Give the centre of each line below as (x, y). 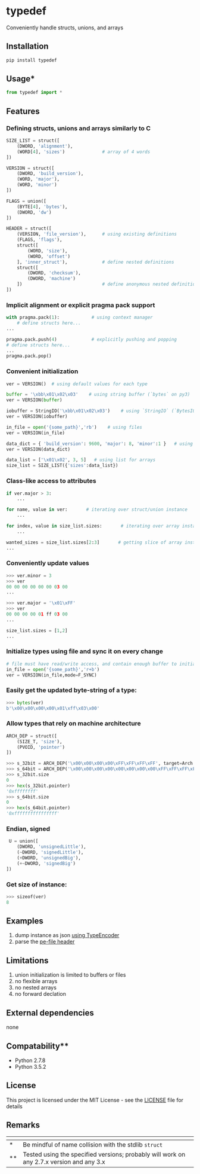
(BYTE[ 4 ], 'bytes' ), (42, 207)
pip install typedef (32, 60)
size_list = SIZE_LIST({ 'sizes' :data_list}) (62, 466)
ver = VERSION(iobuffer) (37, 417)
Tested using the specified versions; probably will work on (104, 1154)
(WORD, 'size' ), (48, 251)
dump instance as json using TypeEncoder (67, 935)
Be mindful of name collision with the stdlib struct (93, 1145)
